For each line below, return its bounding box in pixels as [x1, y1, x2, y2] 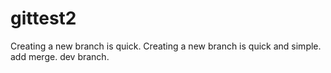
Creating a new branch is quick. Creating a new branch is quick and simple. [10, 40, 322, 52]
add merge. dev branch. [10, 50, 110, 62]
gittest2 [10, 7, 77, 30]
